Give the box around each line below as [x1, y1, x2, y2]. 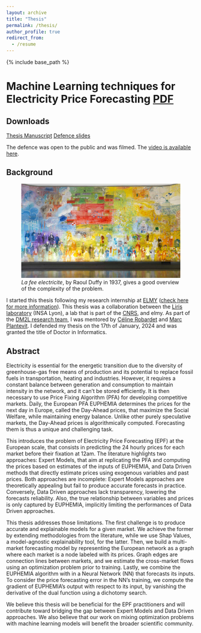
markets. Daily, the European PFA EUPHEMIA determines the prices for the [6, 400, 191, 407]
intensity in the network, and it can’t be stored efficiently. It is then [6, 387, 170, 394]
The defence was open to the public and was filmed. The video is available [6, 144, 191, 151]
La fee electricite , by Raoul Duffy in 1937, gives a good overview [21, 279, 179, 286]
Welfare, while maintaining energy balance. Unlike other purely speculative [6, 413, 191, 420]
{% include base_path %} [6, 59, 70, 65]
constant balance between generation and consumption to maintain [6, 381, 173, 388]
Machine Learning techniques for [6, 80, 176, 93]
